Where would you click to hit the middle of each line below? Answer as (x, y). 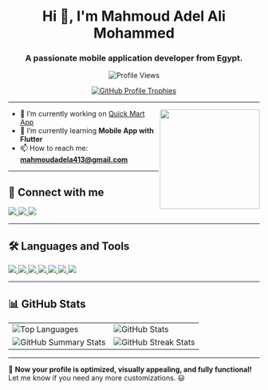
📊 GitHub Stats (47, 303)
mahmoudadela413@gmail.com (74, 160)
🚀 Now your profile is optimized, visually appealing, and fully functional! (130, 369)
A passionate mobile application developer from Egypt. (134, 58)
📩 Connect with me (56, 192)
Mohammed (134, 33)
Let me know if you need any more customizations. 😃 (97, 377)
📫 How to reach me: (54, 148)
